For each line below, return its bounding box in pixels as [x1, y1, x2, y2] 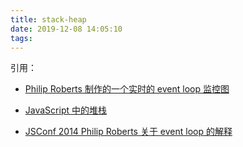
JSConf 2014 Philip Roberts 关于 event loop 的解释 [24, 126, 233, 138]
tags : [10, 33, 33, 43]
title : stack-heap [10, 14, 87, 25]
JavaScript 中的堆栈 [24, 104, 107, 116]
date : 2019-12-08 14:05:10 [10, 24, 123, 34]
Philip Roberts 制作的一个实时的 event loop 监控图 [24, 83, 230, 95]
